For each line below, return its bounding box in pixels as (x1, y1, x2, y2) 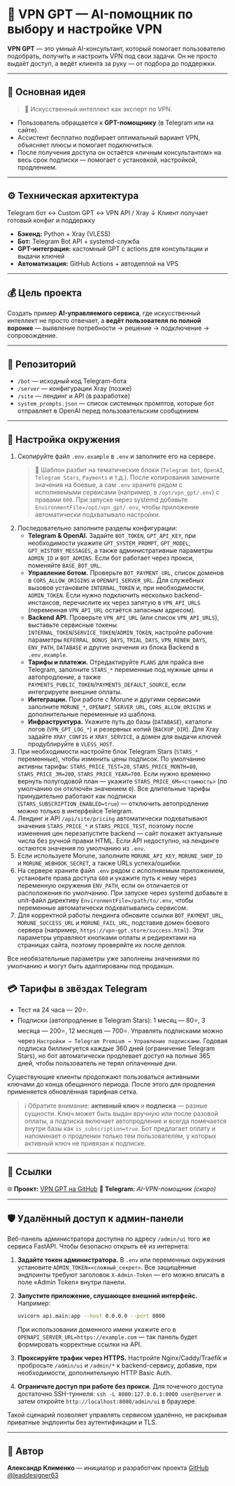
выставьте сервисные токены (27, 621, 117, 629)
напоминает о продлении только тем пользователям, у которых (24, 1131, 217, 1140)
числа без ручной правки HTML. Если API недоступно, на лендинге (17, 837, 220, 845)
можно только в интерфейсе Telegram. (17, 807, 134, 815)
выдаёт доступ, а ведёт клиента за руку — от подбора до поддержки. (7, 59, 217, 67)
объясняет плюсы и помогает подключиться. (17, 140, 154, 149)
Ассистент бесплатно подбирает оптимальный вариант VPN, (17, 133, 201, 142)
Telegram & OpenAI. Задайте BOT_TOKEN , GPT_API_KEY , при (27, 532, 197, 539)
